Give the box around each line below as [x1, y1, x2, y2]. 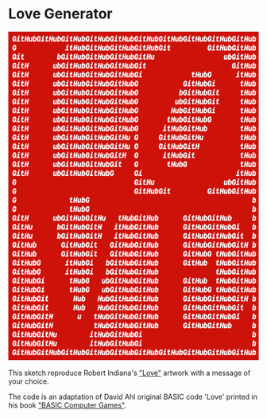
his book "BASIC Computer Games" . [8, 400, 127, 410]
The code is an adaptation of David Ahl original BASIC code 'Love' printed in [8, 392, 258, 401]
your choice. [8, 376, 49, 386]
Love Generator [8, 5, 113, 23]
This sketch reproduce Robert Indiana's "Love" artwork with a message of [8, 368, 251, 377]
